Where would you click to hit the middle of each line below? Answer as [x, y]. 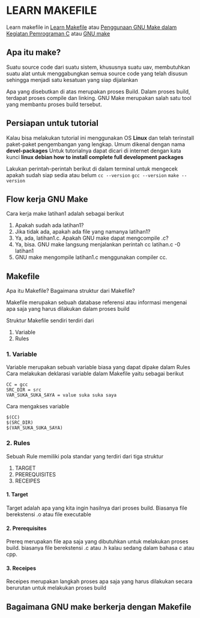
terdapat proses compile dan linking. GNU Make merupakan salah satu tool [99, 98]
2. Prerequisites [26, 528]
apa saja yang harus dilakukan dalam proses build [68, 309]
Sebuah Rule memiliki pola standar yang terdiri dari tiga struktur [85, 456]
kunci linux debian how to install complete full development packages [95, 157]
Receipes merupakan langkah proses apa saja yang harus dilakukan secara [99, 581]
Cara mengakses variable [38, 407]
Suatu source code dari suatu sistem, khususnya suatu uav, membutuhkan [98, 67]
